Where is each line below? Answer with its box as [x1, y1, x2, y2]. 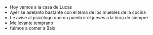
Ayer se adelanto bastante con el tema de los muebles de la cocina [9, 9, 146, 15]
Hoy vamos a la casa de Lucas [9, 4, 73, 10]
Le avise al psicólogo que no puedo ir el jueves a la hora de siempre [9, 15, 148, 20]
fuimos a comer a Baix [9, 25, 56, 31]
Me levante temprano [9, 20, 53, 26]
